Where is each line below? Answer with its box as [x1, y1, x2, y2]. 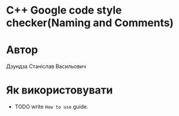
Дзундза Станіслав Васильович [6, 63, 87, 70]
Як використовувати [6, 83, 113, 97]
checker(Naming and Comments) [6, 16, 174, 30]
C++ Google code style [6, 4, 122, 17]
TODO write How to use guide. [14, 103, 89, 110]
